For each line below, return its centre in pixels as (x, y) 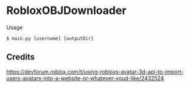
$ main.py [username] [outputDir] (50, 38)
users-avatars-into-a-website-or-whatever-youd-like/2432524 (85, 78)
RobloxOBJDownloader (66, 11)
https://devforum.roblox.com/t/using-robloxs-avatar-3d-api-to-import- (95, 72)
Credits (21, 57)
